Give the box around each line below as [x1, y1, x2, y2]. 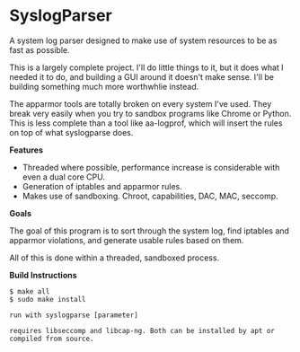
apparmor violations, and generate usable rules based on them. [9, 234, 244, 245]
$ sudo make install [9, 295, 87, 304]
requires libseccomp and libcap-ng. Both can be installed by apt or [9, 326, 276, 335]
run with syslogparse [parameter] [9, 311, 139, 320]
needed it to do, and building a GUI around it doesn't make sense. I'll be [9, 71, 274, 82]
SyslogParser [9, 5, 112, 26]
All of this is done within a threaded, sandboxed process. [9, 252, 220, 263]
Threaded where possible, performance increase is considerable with [22, 162, 280, 172]
